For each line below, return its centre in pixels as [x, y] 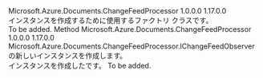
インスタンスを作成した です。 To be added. [80, 66]
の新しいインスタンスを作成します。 [68, 56]
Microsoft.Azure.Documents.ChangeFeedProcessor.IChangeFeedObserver [131, 46]
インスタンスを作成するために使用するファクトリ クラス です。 [111, 20]
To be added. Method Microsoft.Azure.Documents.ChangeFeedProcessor [130, 29]
